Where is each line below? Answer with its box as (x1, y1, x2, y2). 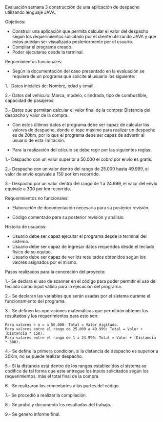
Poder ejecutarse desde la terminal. (12, 49, 84, 55)
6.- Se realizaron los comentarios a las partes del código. (5, 383, 120, 389)
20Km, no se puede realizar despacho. (5, 353, 83, 359)
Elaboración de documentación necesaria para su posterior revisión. (12, 205, 150, 210)
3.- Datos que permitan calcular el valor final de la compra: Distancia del (5, 107, 150, 113)
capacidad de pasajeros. (5, 98, 55, 103)
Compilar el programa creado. (12, 44, 73, 50)
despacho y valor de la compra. (5, 112, 69, 118)
